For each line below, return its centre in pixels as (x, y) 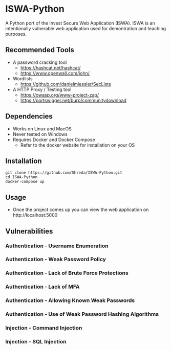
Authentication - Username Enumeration (57, 246)
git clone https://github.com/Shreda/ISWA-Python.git (64, 173)
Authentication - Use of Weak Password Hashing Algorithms (82, 314)
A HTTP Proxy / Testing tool (42, 89)
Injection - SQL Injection (36, 341)
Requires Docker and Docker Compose (54, 139)
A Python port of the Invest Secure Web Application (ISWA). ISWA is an (80, 23)
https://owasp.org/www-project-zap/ (59, 95)
